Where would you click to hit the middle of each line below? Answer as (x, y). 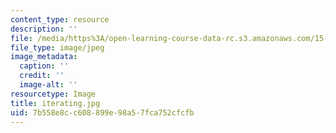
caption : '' (44, 66)
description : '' (44, 29)
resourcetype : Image (53, 94)
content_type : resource (60, 19)
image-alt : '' (48, 85)
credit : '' (42, 76)
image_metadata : (44, 57)
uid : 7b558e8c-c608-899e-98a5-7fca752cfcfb (102, 112)
